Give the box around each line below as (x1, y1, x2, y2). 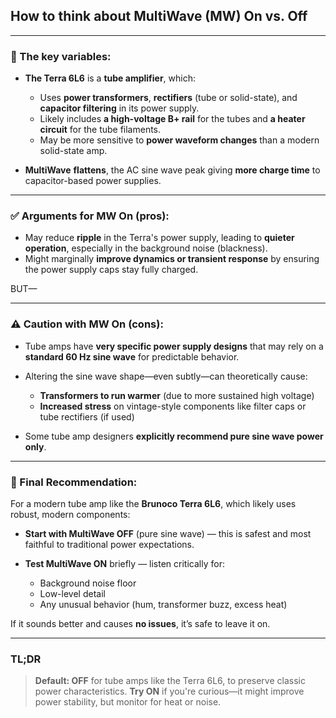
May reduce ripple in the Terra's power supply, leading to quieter (24, 232, 295, 244)
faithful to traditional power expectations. (24, 539, 195, 550)
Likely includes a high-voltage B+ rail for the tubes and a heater (39, 113, 306, 125)
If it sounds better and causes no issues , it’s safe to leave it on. (10, 618, 271, 629)
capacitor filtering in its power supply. (39, 102, 200, 114)
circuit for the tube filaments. (39, 124, 162, 136)
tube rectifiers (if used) (39, 410, 135, 423)
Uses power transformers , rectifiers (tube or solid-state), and (39, 92, 298, 104)
